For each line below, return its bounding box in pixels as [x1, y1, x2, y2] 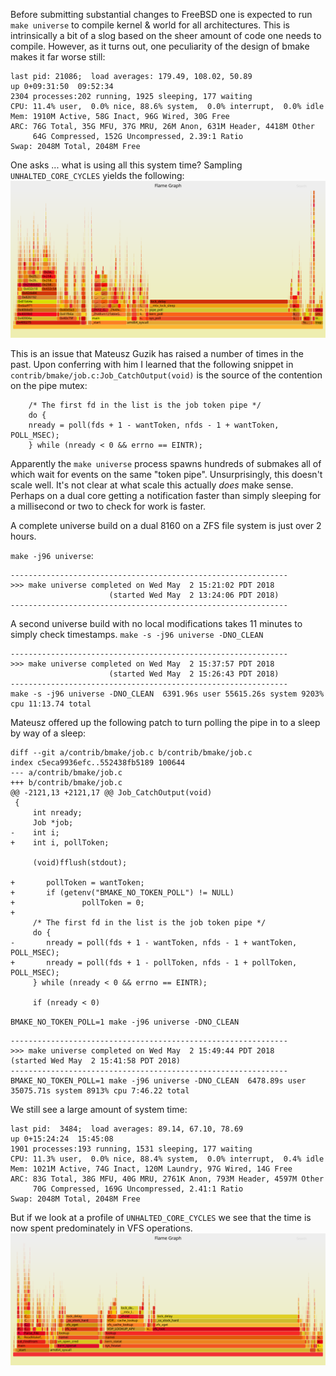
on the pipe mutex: [10, 380, 88, 392]
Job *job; [32, 818, 74, 828]
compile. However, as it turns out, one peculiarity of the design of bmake [10, 40, 310, 52]
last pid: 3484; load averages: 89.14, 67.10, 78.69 [10, 1124, 244, 1134]
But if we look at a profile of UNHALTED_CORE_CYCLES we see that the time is [10, 1212, 312, 1224]
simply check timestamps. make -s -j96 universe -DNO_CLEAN [10, 629, 264, 641]
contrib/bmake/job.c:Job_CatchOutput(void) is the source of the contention [10, 369, 323, 381]
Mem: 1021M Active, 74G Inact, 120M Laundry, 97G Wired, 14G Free [10, 1164, 293, 1174]
